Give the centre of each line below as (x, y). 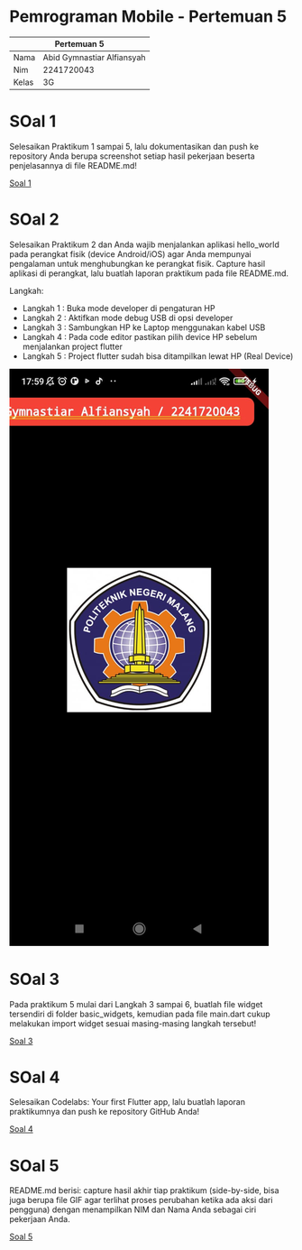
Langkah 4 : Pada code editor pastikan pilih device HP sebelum (140, 336)
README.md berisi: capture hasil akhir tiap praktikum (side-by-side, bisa (144, 1190)
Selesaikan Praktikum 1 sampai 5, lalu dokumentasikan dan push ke (134, 146)
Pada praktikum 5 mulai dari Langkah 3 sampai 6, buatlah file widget (136, 1004)
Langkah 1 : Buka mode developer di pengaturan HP (119, 308)
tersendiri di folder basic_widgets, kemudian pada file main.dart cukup (140, 1014)
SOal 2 (35, 219)
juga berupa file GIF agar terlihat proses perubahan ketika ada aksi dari (141, 1200)
